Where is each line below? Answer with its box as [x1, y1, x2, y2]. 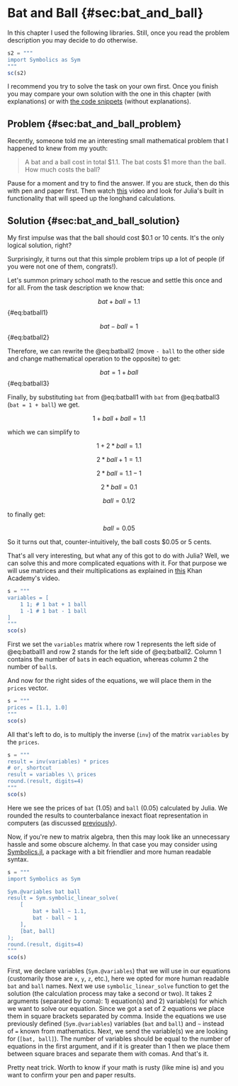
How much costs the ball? [24, 165, 101, 174]
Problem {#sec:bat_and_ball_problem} [7, 118, 182, 130]
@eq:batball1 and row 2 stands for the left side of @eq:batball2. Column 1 [7, 647, 222, 656]
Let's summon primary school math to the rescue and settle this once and [7, 276, 223, 285]
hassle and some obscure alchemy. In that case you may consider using [7, 839, 217, 848]
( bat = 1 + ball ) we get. [7, 400, 80, 409]
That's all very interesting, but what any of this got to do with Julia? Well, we [7, 551, 230, 560]
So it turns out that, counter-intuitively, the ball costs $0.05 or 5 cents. [7, 538, 212, 546]
